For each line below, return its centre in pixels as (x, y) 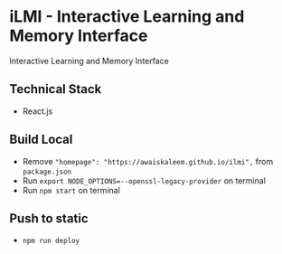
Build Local (41, 140)
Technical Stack (56, 89)
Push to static (49, 218)
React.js (38, 111)
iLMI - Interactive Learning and (127, 17)
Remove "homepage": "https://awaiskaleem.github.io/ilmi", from (148, 161)
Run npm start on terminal (71, 190)
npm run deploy (51, 241)
